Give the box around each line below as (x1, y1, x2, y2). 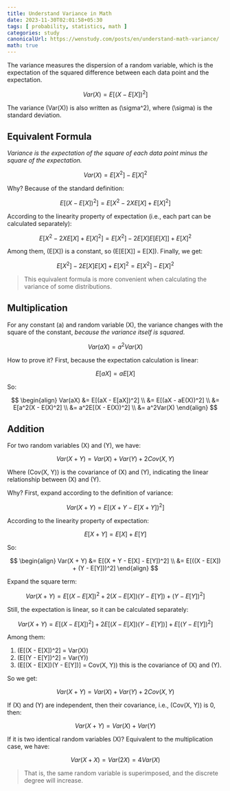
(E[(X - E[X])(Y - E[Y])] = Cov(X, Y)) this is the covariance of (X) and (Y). (16, 661, 222, 669)
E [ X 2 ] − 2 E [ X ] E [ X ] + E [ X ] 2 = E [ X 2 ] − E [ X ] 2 (56, 260, 174, 270)
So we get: (7, 675, 38, 683)
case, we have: (7, 742, 50, 751)
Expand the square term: (7, 577, 77, 586)
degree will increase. (23, 777, 84, 785)
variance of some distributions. (23, 282, 112, 291)
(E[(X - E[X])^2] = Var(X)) (16, 646, 89, 655)
